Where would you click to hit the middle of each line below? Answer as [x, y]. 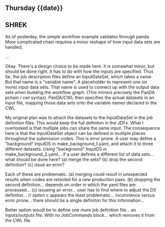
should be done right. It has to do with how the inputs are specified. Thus [79, 71]
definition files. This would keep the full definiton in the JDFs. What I [74, 123]
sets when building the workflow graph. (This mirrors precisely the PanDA [80, 93]
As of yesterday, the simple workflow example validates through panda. [78, 37]
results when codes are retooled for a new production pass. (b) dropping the [83, 180]
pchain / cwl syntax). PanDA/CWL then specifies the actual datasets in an [80, 97]
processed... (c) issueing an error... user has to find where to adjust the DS [81, 190]
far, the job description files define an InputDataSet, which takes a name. [79, 77]
